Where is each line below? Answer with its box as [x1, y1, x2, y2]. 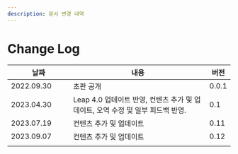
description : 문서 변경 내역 [7, 10, 85, 18]
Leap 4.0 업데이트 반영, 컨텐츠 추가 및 [73, 95, 193, 105]
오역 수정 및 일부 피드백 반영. [96, 105, 186, 115]
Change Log [7, 40, 80, 57]
